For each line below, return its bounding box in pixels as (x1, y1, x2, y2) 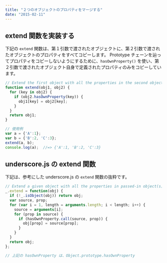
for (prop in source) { (14, 212, 64, 217)
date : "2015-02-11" (5, 12, 46, 17)
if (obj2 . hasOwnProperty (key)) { (14, 94, 83, 99)
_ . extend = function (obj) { (5, 188, 64, 194)
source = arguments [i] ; (14, 207, 64, 212)
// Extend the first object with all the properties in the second (5, 81, 148, 86)
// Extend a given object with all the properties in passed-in (5, 184, 141, 189)
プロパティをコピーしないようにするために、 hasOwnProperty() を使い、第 (9, 58, 160, 64)
